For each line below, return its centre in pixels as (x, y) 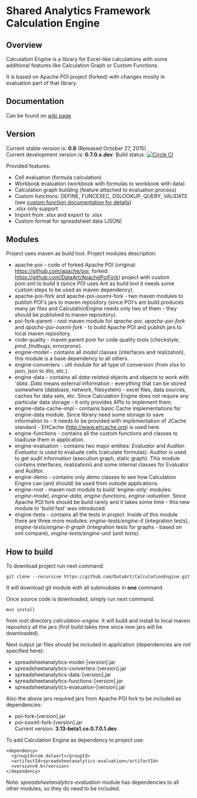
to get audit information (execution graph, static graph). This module (97, 458)
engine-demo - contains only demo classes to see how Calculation (95, 477)
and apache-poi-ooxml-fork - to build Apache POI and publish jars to (98, 327)
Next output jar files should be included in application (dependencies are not (98, 645)
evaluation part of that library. (42, 83)
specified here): (25, 651)
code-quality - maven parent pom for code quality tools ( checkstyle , (97, 340)
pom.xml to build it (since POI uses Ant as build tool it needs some (94, 284)
